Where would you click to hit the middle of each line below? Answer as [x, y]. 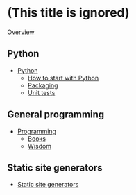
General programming [56, 115]
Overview [21, 32]
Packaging [43, 85]
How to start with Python [63, 78]
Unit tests [41, 92]
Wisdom [40, 146]
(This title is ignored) [68, 13]
